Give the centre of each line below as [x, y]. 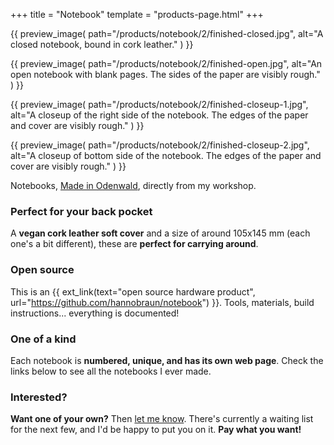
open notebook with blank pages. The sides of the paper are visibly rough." [165, 74]
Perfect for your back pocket [81, 211]
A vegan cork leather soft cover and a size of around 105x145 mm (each [160, 233]
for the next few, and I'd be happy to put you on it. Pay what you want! [156, 430]
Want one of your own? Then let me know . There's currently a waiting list [162, 419]
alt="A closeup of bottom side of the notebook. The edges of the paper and [166, 155]
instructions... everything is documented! [95, 313]
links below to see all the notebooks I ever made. [111, 371]
